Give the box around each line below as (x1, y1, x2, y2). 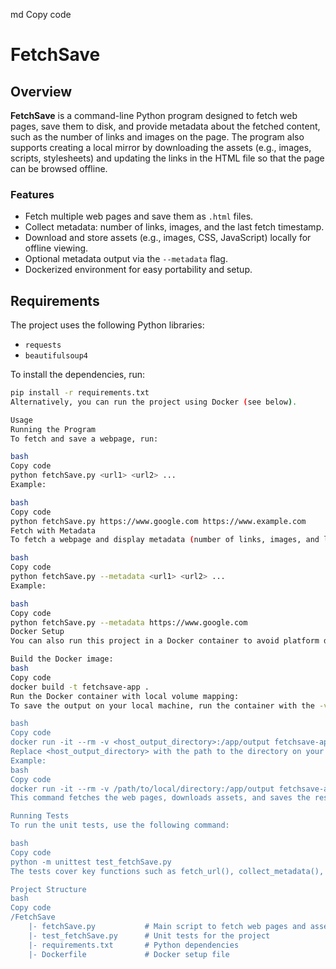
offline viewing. (24, 242, 89, 254)
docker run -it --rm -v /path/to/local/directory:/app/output (10, 784, 275, 794)
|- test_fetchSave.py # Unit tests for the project (28, 930, 271, 941)
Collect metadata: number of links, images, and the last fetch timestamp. (24, 221, 325, 233)
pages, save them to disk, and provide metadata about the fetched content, (10, 120, 321, 132)
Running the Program (10, 424, 97, 434)
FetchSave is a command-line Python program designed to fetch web (10, 110, 298, 121)
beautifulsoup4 (24, 351, 89, 361)
